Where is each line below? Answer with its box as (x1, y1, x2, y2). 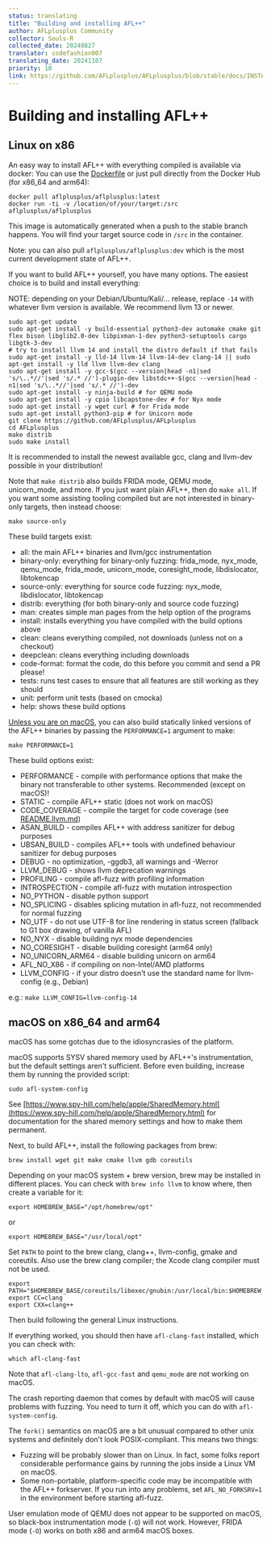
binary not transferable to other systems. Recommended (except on (19, 779, 246, 789)
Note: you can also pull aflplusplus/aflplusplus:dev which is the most (8, 245, 244, 255)
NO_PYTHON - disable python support (19, 890, 149, 900)
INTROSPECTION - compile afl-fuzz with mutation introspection (19, 882, 232, 892)
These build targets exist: (8, 532, 93, 541)
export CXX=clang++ (8, 1301, 74, 1309)
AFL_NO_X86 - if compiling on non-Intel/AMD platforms (19, 959, 205, 969)
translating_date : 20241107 (8, 57, 103, 65)
